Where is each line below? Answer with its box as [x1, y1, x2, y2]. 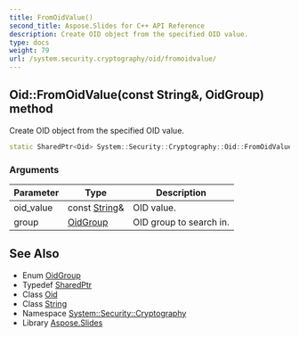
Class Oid [21, 289, 58, 300]
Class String [21, 298, 68, 308]
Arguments [9, 163, 60, 176]
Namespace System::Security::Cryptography [21, 308, 187, 318]
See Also [9, 246, 60, 261]
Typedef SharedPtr [21, 279, 93, 290]
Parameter [13, 186, 60, 199]
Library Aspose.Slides [21, 317, 103, 328]
